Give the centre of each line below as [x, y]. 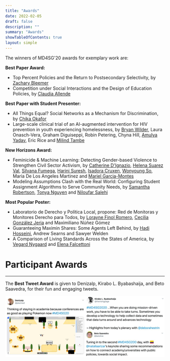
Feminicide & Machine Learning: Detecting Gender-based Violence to [85, 160]
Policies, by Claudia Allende [41, 93]
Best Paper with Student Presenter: [43, 103]
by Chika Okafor [29, 119]
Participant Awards [46, 265]
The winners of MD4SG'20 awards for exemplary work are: [67, 58]
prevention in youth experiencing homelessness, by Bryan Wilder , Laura [88, 129]
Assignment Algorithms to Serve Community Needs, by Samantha [81, 187]
